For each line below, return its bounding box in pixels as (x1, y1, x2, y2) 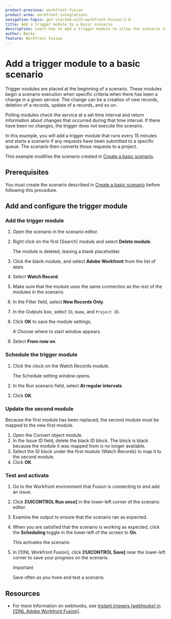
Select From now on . (12, 338, 57, 344)
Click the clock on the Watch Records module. (12, 363, 110, 369)
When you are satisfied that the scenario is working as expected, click (12, 524, 160, 530)
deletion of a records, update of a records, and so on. (5, 102, 118, 108)
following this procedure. (5, 187, 58, 193)
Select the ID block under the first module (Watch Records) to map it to (12, 448, 162, 454)
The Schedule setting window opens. (12, 373, 91, 379)
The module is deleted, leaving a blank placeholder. (12, 249, 121, 255)
